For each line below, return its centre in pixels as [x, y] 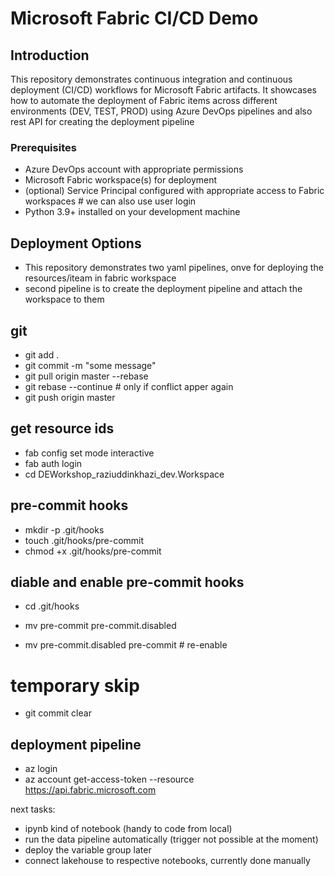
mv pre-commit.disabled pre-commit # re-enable [126, 645]
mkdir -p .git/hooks [64, 529]
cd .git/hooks [52, 606]
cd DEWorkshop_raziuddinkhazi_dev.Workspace [124, 474]
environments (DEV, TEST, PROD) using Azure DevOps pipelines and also [161, 111]
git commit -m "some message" [90, 365]
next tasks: [33, 809]
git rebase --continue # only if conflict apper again [129, 386]
